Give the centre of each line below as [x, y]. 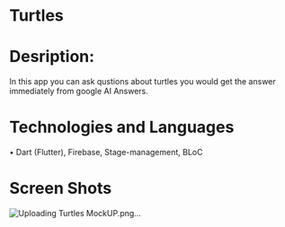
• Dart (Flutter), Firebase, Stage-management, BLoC [106, 153]
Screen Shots [61, 188]
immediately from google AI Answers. [79, 92]
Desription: [52, 57]
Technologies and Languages [122, 127]
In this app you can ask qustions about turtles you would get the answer [142, 82]
